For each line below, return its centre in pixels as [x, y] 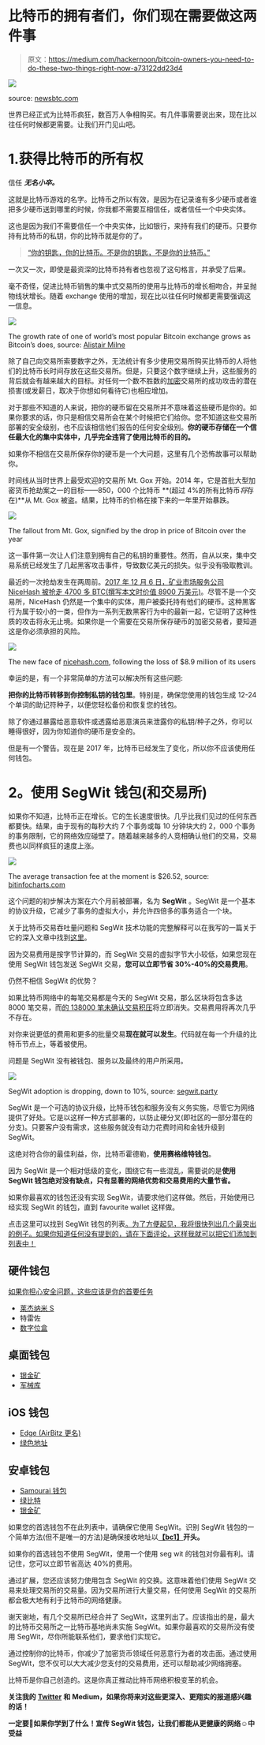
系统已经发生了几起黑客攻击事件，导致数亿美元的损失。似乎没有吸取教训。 [136, 565]
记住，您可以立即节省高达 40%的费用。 [72, 1564]
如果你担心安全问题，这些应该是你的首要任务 [81, 1291]
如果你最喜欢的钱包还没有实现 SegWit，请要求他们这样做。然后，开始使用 [128, 1197]
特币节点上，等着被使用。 [50, 1044]
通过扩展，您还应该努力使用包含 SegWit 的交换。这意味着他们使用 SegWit [128, 1581]
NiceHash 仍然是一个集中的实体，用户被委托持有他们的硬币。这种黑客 [142, 601]
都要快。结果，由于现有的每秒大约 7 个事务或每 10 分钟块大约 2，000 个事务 [132, 826]
